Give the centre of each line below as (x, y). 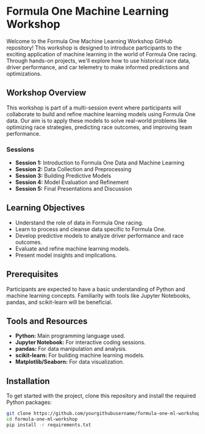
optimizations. (24, 73)
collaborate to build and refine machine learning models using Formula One (101, 114)
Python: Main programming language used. (70, 336)
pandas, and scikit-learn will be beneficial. (59, 302)
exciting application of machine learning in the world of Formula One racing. (102, 54)
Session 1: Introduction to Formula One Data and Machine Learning (100, 163)
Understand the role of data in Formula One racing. (79, 223)
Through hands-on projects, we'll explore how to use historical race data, (99, 61)
